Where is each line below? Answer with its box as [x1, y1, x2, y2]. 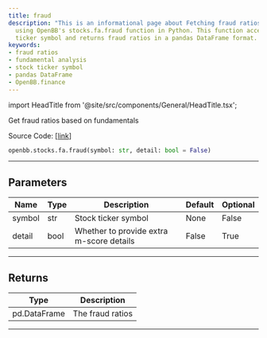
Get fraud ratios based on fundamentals [8, 115, 139, 125]
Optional [221, 200, 255, 211]
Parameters [8, 176, 68, 189]
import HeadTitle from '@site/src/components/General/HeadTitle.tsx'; [8, 100, 238, 110]
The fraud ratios [72, 308, 133, 319]
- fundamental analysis [8, 56, 87, 64]
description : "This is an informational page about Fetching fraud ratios [8, 19, 261, 27]
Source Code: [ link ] [8, 130, 72, 140]
